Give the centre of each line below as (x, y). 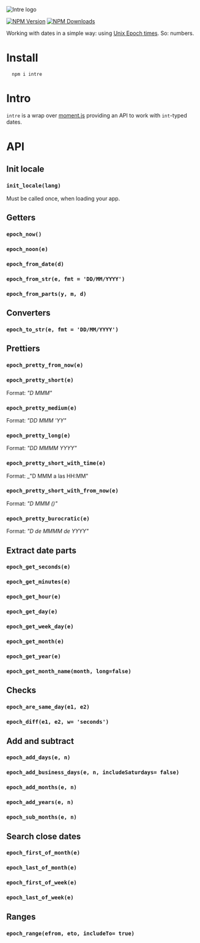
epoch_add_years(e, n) (40, 802)
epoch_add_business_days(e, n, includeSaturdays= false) (93, 772)
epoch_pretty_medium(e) (42, 408)
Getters (21, 218)
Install (22, 58)
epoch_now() (24, 235)
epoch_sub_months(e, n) (42, 817)
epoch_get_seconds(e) (39, 567)
